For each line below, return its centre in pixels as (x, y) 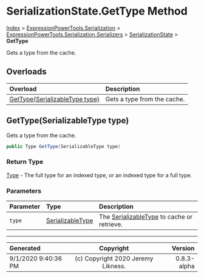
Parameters (24, 191)
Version (183, 248)
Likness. (114, 266)
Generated (25, 248)
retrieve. (111, 225)
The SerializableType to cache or (146, 217)
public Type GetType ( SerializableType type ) (63, 146)
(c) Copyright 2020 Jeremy (114, 259)
